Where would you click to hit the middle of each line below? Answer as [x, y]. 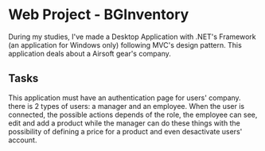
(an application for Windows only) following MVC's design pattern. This [125, 45]
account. [23, 140]
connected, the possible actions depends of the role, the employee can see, [133, 114]
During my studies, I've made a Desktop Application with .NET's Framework [132, 37]
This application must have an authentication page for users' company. [125, 98]
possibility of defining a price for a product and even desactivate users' [125, 131]
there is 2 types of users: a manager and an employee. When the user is [127, 106]
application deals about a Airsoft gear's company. [90, 53]
